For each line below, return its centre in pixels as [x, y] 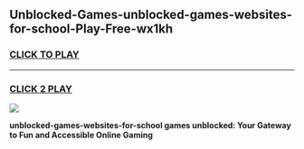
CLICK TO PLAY [44, 55]
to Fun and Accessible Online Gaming [81, 135]
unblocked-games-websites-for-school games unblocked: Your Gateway [150, 125]
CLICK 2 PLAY [41, 88]
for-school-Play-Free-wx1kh [91, 29]
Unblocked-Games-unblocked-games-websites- [151, 15]
